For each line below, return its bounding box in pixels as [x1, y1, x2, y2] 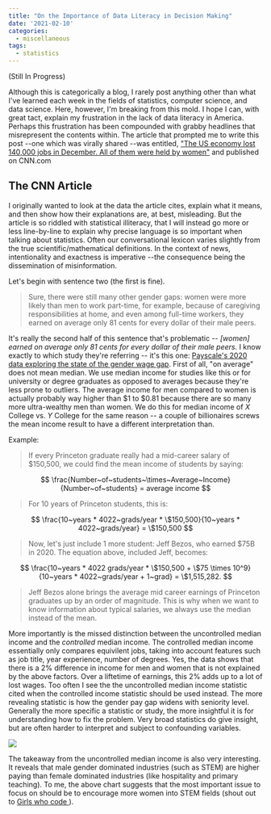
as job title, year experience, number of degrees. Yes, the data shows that [8, 654, 254, 664]
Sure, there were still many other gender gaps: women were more [27, 292, 247, 301]
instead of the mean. [27, 613, 98, 623]
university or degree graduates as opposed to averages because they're [8, 376, 249, 386]
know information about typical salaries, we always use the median [27, 604, 252, 614]
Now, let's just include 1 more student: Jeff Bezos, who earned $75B [27, 539, 256, 548]
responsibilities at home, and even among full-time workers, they [27, 308, 244, 319]
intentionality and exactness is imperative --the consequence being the [8, 252, 246, 262]
